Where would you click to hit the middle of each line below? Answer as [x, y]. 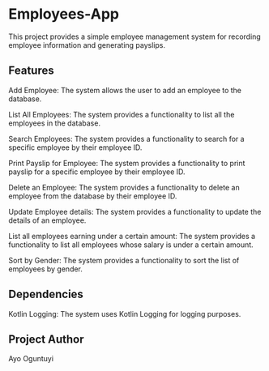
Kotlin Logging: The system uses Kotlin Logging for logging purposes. [125, 313]
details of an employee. [47, 220]
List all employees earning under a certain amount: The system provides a [132, 236]
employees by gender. [46, 269]
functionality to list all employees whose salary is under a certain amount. [131, 245]
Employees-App [64, 14]
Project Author [46, 339]
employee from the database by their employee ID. [93, 196]
